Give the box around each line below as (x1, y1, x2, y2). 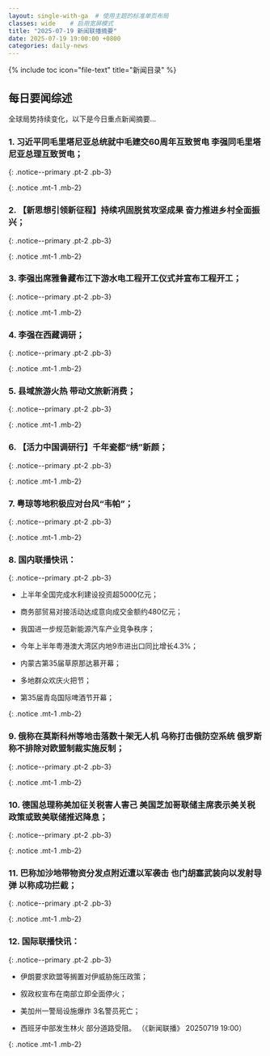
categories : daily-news (8, 42, 89, 50)
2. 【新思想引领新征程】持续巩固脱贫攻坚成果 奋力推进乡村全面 (8, 205, 252, 216)
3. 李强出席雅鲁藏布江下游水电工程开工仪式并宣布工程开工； (8, 272, 242, 284)
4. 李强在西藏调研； (8, 329, 85, 340)
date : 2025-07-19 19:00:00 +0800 (8, 34, 121, 43)
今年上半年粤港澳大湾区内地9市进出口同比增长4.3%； (19, 641, 199, 651)
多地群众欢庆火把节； (19, 676, 91, 686)
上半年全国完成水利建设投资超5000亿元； (19, 589, 159, 599)
